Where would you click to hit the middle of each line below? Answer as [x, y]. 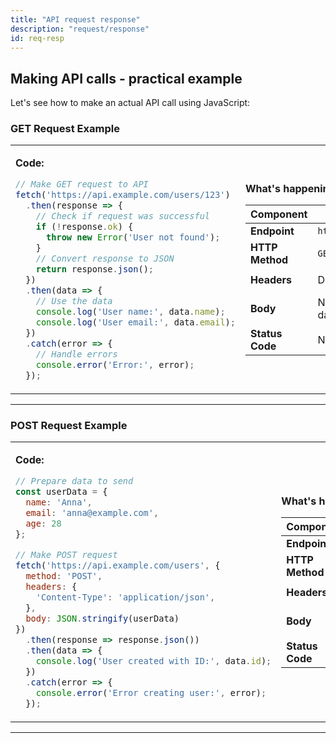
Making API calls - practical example [126, 78]
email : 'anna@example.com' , [92, 513]
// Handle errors [76, 354]
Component [278, 214]
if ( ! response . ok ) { [84, 227]
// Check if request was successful [123, 216]
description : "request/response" [80, 29]
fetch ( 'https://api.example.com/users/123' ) [123, 195]
